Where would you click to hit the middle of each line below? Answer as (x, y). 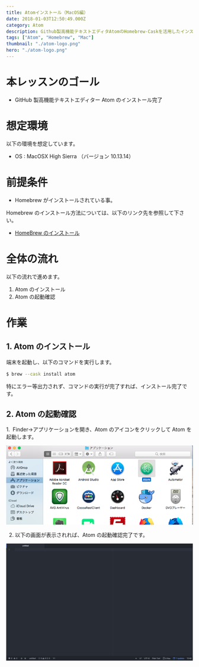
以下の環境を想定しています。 (42, 143)
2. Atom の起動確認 (41, 414)
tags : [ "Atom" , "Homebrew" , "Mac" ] (50, 38)
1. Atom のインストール (48, 347)
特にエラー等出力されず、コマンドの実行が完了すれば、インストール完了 (94, 386)
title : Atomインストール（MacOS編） (47, 12)
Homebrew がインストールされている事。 (65, 200)
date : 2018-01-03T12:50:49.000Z (46, 19)
